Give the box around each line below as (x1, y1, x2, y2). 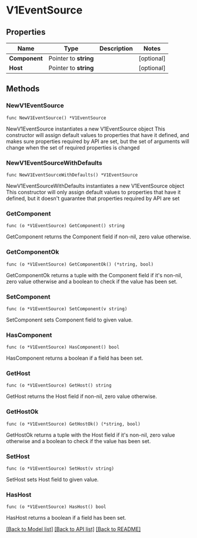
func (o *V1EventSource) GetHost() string (6, 383, 112, 388)
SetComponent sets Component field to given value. (6, 316, 133, 323)
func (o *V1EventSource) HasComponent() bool (6, 344, 119, 350)
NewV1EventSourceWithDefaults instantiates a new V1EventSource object (6, 182, 185, 189)
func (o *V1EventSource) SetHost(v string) (6, 466, 115, 471)
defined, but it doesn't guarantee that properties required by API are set (6, 195, 180, 202)
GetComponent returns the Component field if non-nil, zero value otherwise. (6, 233, 191, 240)
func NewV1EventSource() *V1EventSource (6, 115, 107, 121)
